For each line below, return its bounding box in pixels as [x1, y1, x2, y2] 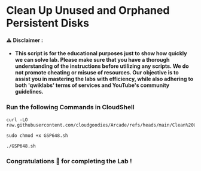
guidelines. [14, 88, 44, 95]
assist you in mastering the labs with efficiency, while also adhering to [14, 76, 194, 83]
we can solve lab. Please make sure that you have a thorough [14, 56, 170, 64]
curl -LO [6, 116, 28, 123]
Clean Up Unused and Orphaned [6, 4, 170, 17]
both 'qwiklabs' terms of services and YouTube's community [14, 82, 170, 89]
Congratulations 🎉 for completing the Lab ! [6, 157, 132, 165]
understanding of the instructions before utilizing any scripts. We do [14, 62, 190, 70]
